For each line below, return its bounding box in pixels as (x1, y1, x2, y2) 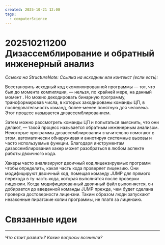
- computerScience (9, 16, 48, 21)
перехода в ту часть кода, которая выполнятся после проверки (5, 176, 139, 182)
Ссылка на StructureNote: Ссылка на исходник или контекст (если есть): (5, 74, 158, 80)
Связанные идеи (5, 214, 77, 225)
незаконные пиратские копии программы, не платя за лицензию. (5, 196, 142, 202)
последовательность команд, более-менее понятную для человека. (5, 105, 149, 111)
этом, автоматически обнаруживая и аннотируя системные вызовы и (5, 135, 152, 141)
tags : (5, 12, 16, 17)
